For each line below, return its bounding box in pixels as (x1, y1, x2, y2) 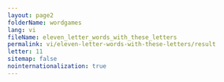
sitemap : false (7, 55, 58, 63)
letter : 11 (7, 48, 43, 55)
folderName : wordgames (7, 19, 82, 27)
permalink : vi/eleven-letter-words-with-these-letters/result (7, 41, 216, 48)
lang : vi (7, 26, 36, 34)
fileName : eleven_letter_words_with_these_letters (7, 33, 177, 41)
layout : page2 (7, 11, 54, 20)
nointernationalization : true (7, 62, 107, 70)
